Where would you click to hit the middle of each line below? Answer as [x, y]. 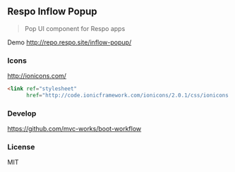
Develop [22, 113]
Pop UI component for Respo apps [75, 28]
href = [34, 95]
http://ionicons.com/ [37, 76]
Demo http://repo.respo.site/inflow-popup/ [70, 42]
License [21, 147]
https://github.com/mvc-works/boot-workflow [74, 129]
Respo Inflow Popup [52, 12]
